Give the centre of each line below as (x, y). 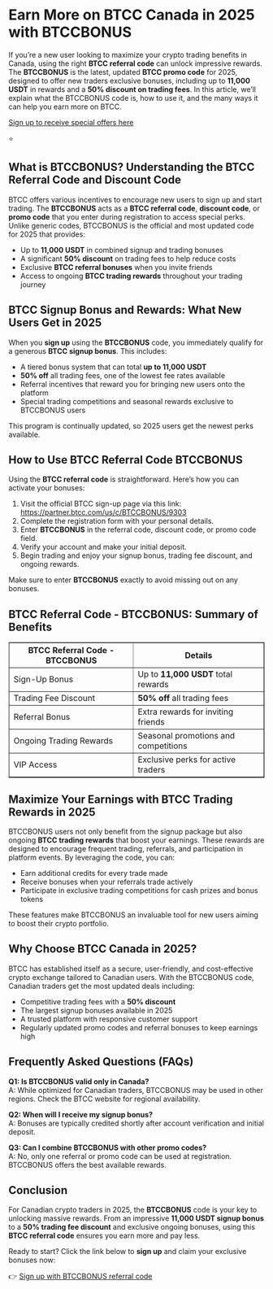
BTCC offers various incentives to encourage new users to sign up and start (135, 199)
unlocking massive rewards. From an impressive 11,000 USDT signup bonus (136, 1218)
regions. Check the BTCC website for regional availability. (104, 1099)
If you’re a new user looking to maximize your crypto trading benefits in (128, 54)
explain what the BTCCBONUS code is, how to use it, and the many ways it (133, 98)
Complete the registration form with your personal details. (117, 521)
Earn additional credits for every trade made (94, 873)
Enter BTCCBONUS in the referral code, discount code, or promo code (138, 529)
